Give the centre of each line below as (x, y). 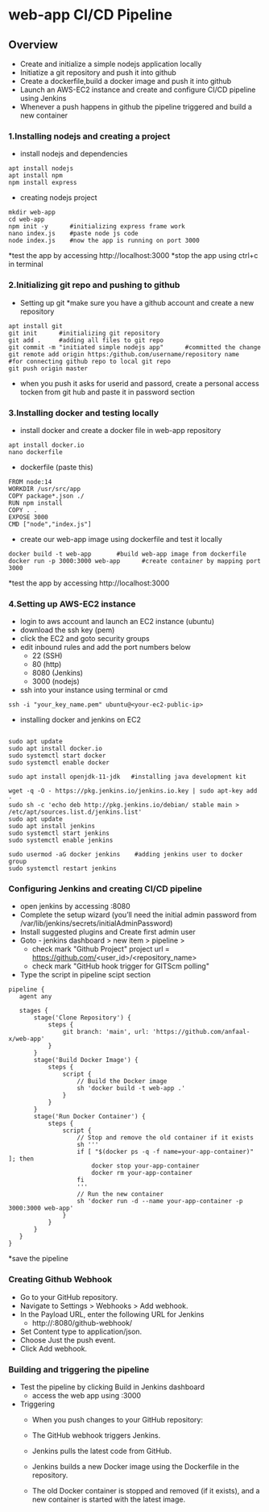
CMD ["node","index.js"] (50, 524)
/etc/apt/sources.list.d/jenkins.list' (75, 812)
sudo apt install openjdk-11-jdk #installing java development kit (128, 777)
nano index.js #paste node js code (73, 234)
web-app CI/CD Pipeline (91, 15)
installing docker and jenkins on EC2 (80, 720)
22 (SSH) (47, 656)
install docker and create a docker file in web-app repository (120, 430)
